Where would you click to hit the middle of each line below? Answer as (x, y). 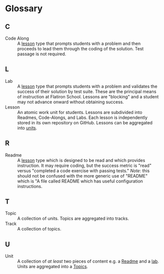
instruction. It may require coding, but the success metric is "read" (84, 165)
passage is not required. (42, 54)
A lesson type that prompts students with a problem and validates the (87, 86)
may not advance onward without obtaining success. (70, 102)
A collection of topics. (39, 229)
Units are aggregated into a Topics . (53, 267)
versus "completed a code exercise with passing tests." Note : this (83, 171)
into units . (27, 128)
